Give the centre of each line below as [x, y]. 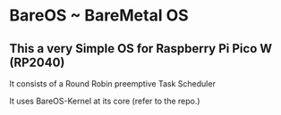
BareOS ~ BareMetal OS [99, 16]
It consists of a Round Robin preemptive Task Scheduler [113, 84]
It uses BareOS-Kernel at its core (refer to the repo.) [105, 101]
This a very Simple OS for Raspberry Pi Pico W [141, 49]
